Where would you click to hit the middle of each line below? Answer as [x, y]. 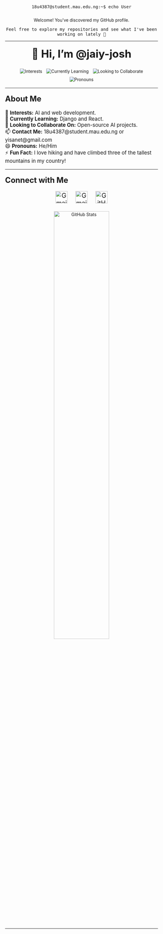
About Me [23, 99]
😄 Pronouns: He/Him [31, 146]
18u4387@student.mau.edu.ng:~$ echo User [81, 7]
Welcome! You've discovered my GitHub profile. [81, 20]
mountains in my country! [36, 161]
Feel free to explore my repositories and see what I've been [81, 29]
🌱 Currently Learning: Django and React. [54, 119]
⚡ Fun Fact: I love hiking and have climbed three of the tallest [78, 153]
